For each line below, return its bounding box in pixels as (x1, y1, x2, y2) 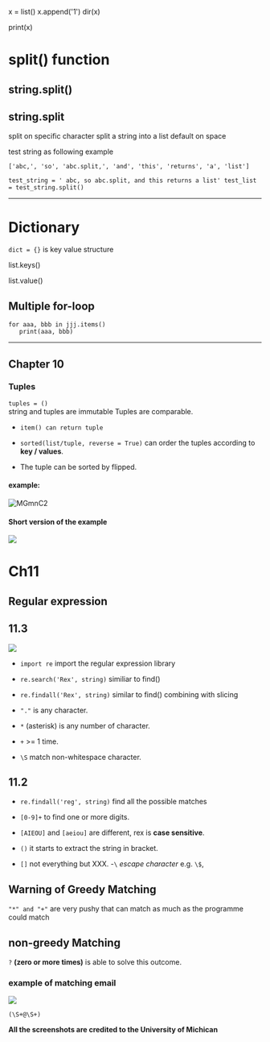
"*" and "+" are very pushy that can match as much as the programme (8, 904, 243, 914)
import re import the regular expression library (19, 658, 176, 668)
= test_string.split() (8, 184, 84, 192)
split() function (8, 51, 110, 69)
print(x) (8, 23, 34, 31)
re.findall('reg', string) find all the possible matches (19, 797, 207, 807)
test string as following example (8, 147, 114, 156)
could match (8, 912, 50, 922)
